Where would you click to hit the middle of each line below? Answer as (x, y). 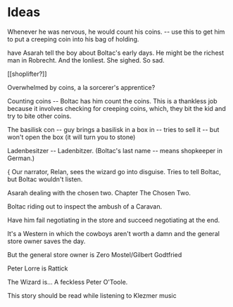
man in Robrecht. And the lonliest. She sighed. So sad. (86, 60)
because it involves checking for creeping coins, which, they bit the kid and (117, 108)
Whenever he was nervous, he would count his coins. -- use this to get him (116, 32)
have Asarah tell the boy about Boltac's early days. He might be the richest (116, 53)
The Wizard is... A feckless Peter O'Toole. (68, 282)
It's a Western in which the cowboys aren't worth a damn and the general (114, 233)
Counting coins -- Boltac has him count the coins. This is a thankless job (112, 101)
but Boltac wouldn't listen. (45, 179)
